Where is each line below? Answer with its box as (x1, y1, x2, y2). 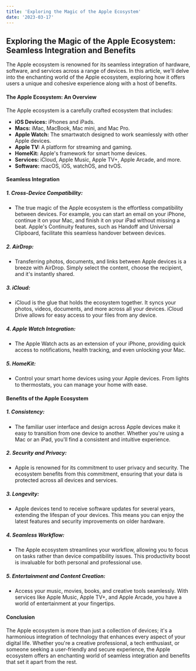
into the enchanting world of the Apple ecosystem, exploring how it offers (6, 73, 185, 81)
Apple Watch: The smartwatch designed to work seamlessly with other (14, 131, 189, 138)
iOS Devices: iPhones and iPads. (14, 118, 95, 125)
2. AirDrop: (6, 243, 34, 250)
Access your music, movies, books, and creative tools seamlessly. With (14, 587, 188, 595)
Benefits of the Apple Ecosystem (6, 394, 89, 402)
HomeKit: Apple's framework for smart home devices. (14, 149, 147, 157)
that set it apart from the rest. (6, 658, 78, 665)
